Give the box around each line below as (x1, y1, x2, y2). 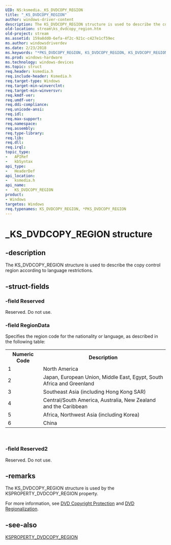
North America (43, 365, 78, 372)
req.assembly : (5, 126, 36, 131)
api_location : (5, 173, 36, 178)
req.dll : (5, 140, 24, 145)
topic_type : (5, 150, 31, 155)
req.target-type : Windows (5, 78, 60, 84)
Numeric (12, 351, 34, 358)
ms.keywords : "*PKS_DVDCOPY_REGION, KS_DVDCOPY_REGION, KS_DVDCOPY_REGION (5, 50, 167, 55)
